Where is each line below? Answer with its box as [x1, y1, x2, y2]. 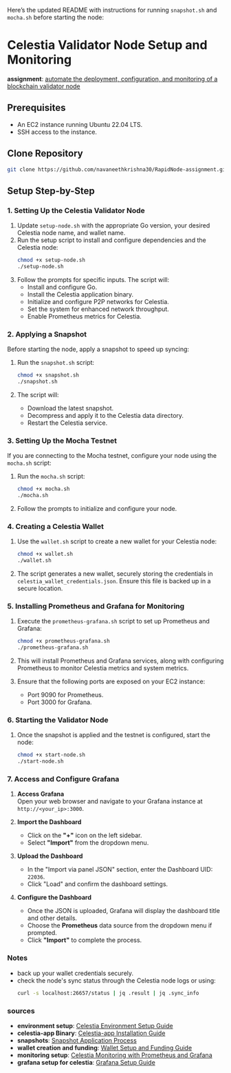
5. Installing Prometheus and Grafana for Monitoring [7, 601, 185, 611]
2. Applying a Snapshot [7, 329, 87, 339]
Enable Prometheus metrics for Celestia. [27, 312, 142, 320]
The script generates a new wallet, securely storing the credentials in [16, 570, 213, 578]
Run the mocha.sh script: [16, 472, 85, 481]
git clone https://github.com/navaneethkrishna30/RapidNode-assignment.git [7, 166, 229, 173]
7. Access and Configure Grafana [7, 774, 120, 784]
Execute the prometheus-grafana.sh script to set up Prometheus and [16, 617, 210, 625]
